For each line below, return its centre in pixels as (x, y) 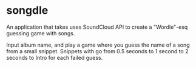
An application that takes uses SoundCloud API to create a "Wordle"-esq (97, 27)
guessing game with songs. (41, 33)
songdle (27, 10)
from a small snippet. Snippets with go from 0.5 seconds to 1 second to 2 (97, 51)
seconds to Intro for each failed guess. (55, 57)
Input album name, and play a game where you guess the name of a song (98, 45)
